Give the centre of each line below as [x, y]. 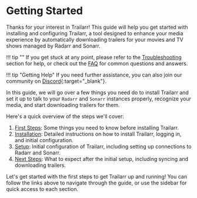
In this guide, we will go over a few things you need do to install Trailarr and [98, 92]
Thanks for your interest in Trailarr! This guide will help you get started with [97, 27]
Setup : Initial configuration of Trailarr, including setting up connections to [103, 146]
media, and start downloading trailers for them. [63, 105]
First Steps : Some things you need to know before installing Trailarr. [97, 127]
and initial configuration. [44, 140]
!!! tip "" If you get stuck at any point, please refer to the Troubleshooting [94, 57]
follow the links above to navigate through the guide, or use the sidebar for [96, 183]
